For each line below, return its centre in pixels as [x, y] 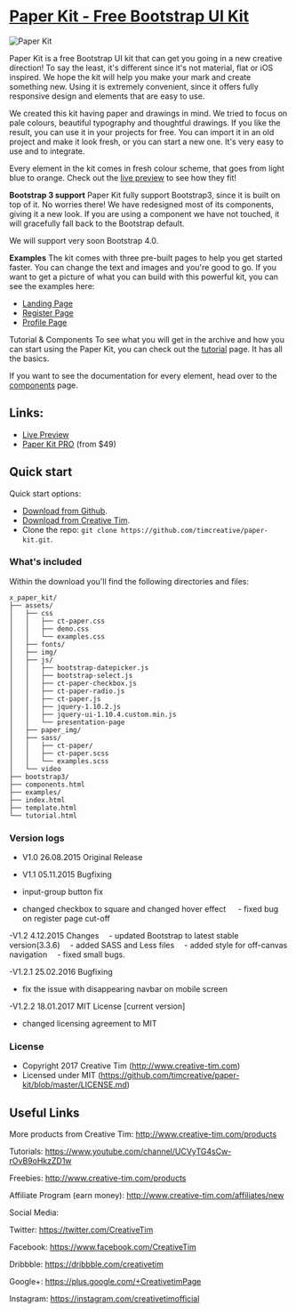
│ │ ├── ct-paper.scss [59, 753]
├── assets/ [31, 605]
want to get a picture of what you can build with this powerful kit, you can [144, 277]
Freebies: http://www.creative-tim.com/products [98, 1178]
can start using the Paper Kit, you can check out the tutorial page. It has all [146, 349]
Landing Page [48, 303]
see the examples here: [52, 286]
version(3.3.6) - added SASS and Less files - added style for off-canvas [148, 946]
